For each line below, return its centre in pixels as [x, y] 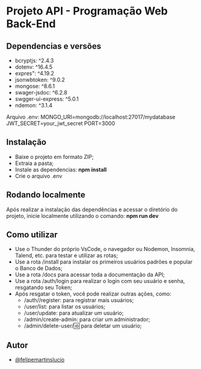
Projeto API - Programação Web [87, 11]
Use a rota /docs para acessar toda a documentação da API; [90, 274]
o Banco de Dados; [39, 268]
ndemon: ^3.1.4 [34, 105]
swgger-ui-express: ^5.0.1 [47, 99]
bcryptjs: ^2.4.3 [34, 60]
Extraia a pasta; [34, 163]
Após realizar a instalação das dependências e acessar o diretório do [92, 209]
